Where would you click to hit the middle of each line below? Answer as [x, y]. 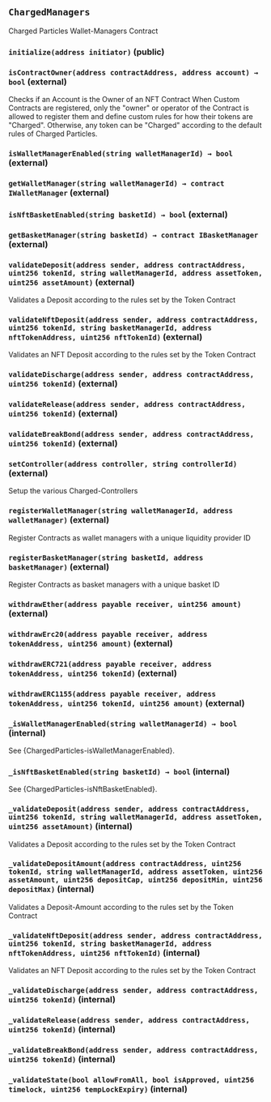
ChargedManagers [49, 13]
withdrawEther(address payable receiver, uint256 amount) [125, 604]
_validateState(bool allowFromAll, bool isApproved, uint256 [131, 1080]
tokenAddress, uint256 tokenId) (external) [93, 673]
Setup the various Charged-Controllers [73, 491]
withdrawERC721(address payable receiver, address [110, 664]
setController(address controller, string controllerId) [123, 464]
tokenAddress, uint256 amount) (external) [91, 643]
